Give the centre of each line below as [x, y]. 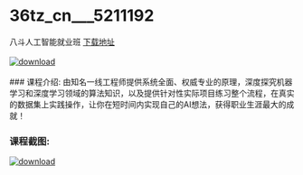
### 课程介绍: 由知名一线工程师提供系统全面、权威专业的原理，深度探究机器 [151, 81]
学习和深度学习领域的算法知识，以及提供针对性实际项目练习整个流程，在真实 [152, 93]
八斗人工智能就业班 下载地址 [62, 41]
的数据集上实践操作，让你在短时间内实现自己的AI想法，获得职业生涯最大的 [148, 104]
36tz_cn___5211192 [82, 16]
